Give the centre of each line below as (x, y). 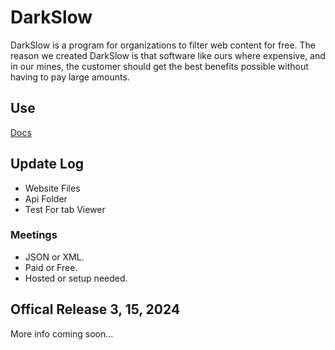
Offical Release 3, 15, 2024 (95, 309)
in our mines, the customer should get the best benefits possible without (159, 66)
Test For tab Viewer (65, 209)
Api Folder (46, 198)
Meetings (34, 235)
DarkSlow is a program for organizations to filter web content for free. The (163, 45)
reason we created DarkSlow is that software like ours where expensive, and (168, 55)
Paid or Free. (51, 267)
